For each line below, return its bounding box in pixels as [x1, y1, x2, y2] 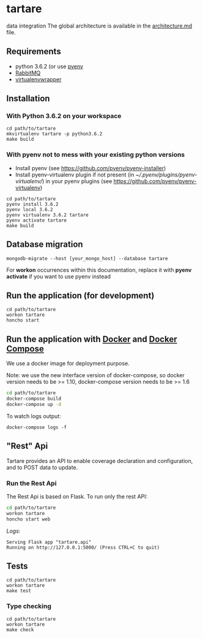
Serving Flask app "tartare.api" [6, 539, 92, 545]
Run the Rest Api [6, 479, 57, 487]
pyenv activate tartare [6, 217, 67, 223]
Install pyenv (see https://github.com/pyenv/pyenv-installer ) [15, 164, 166, 171]
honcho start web [6, 516, 51, 522]
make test [6, 588, 32, 594]
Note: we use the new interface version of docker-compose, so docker [6, 372, 185, 379]
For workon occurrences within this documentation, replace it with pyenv [6, 266, 192, 274]
